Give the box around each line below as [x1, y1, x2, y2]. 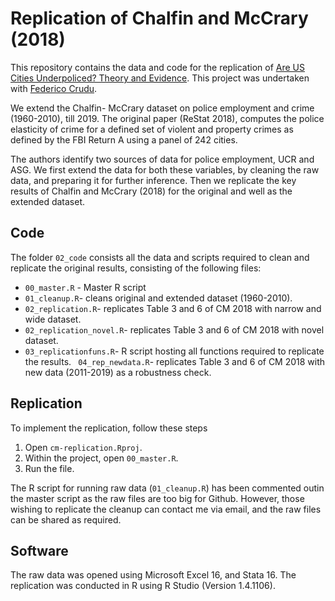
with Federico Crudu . [10, 82, 98, 94]
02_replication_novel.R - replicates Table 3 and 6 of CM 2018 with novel [24, 323, 325, 336]
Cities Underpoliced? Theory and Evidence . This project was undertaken [10, 72, 310, 84]
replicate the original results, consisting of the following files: [10, 262, 262, 274]
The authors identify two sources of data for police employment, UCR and [10, 153, 315, 165]
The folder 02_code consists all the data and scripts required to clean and [10, 251, 310, 263]
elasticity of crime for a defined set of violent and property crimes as [10, 123, 294, 135]
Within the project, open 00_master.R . [24, 452, 179, 464]
